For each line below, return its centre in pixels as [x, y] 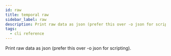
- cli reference [27, 34]
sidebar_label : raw [26, 19]
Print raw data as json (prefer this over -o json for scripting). [68, 48]
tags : [11, 29]
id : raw [13, 10]
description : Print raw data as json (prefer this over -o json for [79, 24]
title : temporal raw [27, 15]
